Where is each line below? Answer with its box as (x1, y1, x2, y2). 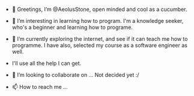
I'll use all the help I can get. (11, 60, 82, 67)
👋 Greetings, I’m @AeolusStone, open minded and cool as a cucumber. (11, 6, 187, 13)
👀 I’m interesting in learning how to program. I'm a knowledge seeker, (11, 17, 184, 24)
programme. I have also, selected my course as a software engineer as (11, 42, 188, 49)
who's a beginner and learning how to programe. (11, 24, 133, 31)
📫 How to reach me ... (11, 83, 68, 90)
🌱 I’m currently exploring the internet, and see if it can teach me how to (11, 35, 188, 42)
